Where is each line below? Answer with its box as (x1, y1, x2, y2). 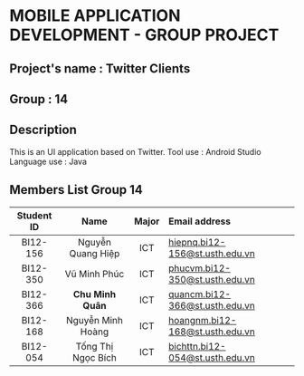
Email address (168, 215, 231, 227)
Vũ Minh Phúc (64, 267, 125, 280)
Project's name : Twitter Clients (9, 61, 191, 76)
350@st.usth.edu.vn (168, 273, 256, 285)
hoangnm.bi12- (168, 313, 237, 326)
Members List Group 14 (9, 182, 143, 198)
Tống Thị (75, 340, 114, 352)
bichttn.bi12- (168, 340, 226, 352)
